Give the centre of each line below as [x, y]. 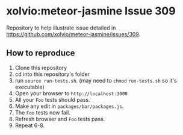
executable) [29, 87]
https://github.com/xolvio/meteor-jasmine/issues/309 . [73, 34]
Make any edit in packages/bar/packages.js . [69, 106]
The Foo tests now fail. [42, 112]
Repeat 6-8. [30, 125]
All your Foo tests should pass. [52, 99]
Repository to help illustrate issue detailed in [61, 28]
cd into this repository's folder [52, 74]
